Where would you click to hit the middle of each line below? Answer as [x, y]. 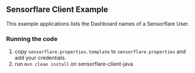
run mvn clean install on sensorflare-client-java [74, 64]
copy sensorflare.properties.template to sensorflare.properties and [100, 51]
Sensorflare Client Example [57, 10]
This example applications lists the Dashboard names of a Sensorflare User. [98, 23]
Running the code [32, 39]
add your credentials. [40, 58]
